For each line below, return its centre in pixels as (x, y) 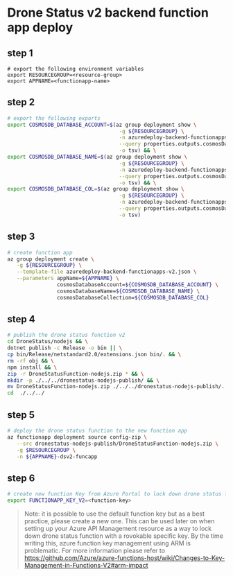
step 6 (21, 478)
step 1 (20, 53)
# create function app (40, 252)
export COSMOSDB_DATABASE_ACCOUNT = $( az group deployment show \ (102, 125)
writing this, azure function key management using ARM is (107, 543)
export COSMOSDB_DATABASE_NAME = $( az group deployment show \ (97, 157)
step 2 (21, 102)
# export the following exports (54, 118)
